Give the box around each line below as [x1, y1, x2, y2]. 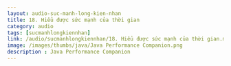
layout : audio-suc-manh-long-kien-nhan [7, 10, 122, 17]
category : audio [7, 23, 54, 30]
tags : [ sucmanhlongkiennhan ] [7, 29, 91, 36]
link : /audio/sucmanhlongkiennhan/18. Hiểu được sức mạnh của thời [7, 36, 205, 43]
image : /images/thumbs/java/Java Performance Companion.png [7, 42, 184, 49]
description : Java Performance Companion [7, 49, 131, 56]
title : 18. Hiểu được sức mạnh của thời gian [7, 16, 140, 23]
